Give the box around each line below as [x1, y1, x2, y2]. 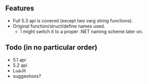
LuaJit [12, 67, 26, 73]
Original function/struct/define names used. [12, 23, 105, 29]
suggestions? [12, 73, 41, 79]
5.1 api [12, 57, 27, 63]
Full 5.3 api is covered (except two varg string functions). [12, 17, 133, 23]
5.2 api [12, 62, 28, 68]
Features [5, 4, 34, 13]
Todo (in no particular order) [5, 43, 97, 52]
